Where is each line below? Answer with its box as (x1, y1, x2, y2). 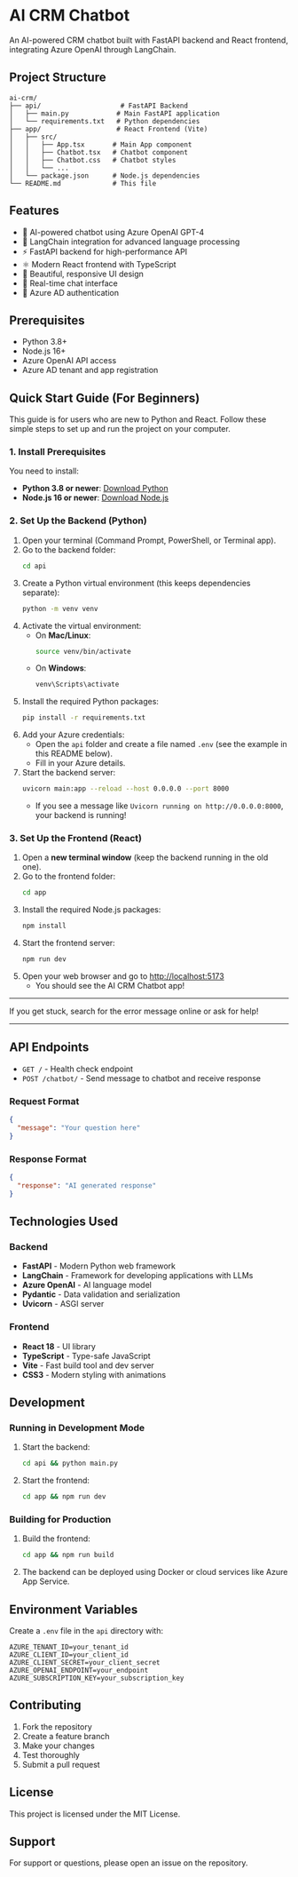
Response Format (9, 1152, 87, 1165)
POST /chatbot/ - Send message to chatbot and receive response (21, 1072, 262, 1084)
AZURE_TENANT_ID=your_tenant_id (9, 1642, 129, 1652)
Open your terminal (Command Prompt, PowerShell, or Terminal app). (21, 535, 277, 545)
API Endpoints (9, 1040, 90, 1055)
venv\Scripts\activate (35, 680, 120, 689)
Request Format (9, 1094, 80, 1107)
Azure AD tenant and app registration (21, 365, 159, 376)
